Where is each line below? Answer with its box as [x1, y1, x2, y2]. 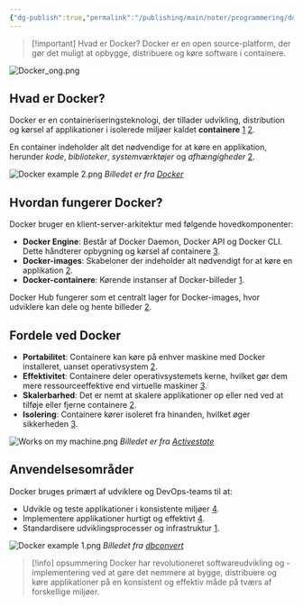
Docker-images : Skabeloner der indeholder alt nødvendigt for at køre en [22, 256, 293, 267]
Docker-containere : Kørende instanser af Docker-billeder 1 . [22, 275, 245, 285]
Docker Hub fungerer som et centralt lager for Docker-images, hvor [9, 292, 260, 303]
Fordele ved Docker [9, 328, 122, 343]
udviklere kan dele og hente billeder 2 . [9, 302, 152, 312]
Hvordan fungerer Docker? [9, 194, 163, 210]
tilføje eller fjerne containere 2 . [22, 400, 137, 411]
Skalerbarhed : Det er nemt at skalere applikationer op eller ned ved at [22, 390, 284, 401]
